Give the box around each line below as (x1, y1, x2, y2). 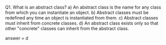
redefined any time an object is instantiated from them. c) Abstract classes (5, 15, 159, 20)
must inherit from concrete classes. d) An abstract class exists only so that (5, 20, 159, 26)
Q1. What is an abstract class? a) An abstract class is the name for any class (5, 4, 161, 10)
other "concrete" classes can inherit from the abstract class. (5, 25, 129, 31)
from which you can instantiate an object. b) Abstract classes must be (5, 9, 149, 15)
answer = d (5, 35, 28, 41)
